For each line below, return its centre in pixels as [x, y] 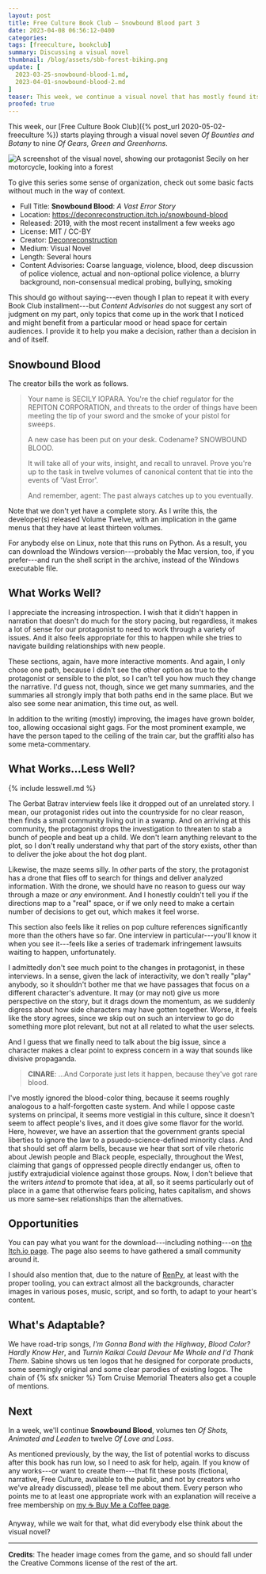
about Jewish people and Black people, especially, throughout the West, [126, 1156]
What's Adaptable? [57, 1325]
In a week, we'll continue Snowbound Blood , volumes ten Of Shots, [118, 1430]
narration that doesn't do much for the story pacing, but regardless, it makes [133, 621]
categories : [28, 38]
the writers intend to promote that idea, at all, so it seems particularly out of [131, 1182]
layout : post [30, 15]
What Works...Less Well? [72, 769]
